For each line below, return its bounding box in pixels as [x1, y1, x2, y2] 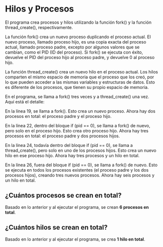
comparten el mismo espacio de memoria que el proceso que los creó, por [5, 74, 154, 80]
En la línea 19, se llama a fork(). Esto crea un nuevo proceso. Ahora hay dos [5, 108, 156, 114]
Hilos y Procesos [5, 3, 74, 15]
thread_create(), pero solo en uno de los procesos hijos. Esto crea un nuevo [5, 147, 157, 153]
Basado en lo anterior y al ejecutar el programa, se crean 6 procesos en [5, 204, 149, 210]
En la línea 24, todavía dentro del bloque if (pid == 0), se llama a [5, 142, 133, 148]
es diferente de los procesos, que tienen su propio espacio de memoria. [5, 84, 149, 90]
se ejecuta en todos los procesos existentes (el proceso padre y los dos [5, 167, 149, 173]
